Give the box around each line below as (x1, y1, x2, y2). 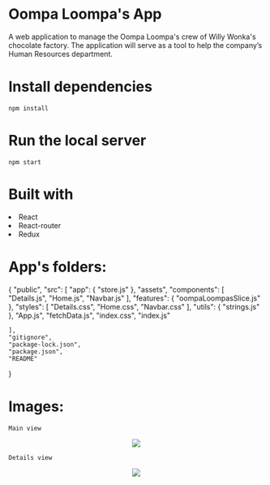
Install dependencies (8, 78, 152, 96)
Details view (8, 453, 53, 461)
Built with (8, 185, 74, 203)
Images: (8, 397, 65, 415)
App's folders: (8, 258, 107, 276)
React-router (19, 220, 62, 230)
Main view (8, 424, 42, 432)
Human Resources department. (8, 49, 114, 58)
